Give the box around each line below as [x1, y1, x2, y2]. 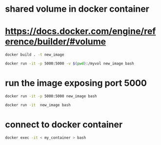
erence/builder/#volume [5, 36, 106, 47]
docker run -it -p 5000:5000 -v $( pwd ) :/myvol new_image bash [5, 61, 134, 66]
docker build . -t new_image [5, 52, 64, 57]
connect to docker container [5, 119, 123, 130]
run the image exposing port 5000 [5, 78, 147, 89]
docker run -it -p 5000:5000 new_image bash [5, 94, 97, 99]
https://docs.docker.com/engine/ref [5, 26, 156, 37]
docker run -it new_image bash [5, 103, 71, 107]
